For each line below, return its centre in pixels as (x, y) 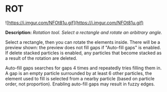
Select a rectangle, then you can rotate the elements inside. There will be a (83, 42)
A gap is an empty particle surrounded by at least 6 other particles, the (79, 73)
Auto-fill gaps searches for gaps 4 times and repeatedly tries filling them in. (83, 68)
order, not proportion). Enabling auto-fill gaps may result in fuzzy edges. (80, 84)
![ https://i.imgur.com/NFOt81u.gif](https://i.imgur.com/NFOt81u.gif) (74, 23)
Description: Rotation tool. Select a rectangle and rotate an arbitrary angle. (84, 32)
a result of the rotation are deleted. (41, 58)
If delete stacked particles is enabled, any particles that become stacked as (83, 53)
